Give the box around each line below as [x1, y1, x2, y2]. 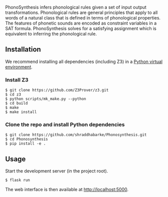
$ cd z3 [5, 92, 22, 97]
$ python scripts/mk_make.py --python [5, 96, 86, 101]
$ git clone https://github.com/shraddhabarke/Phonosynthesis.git [5, 132, 147, 137]
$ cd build [5, 101, 28, 106]
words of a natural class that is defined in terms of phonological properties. [5, 15, 161, 20]
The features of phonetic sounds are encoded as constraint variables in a [5, 20, 157, 26]
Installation [5, 45, 41, 54]
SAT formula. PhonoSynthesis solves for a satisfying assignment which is [5, 25, 156, 31]
